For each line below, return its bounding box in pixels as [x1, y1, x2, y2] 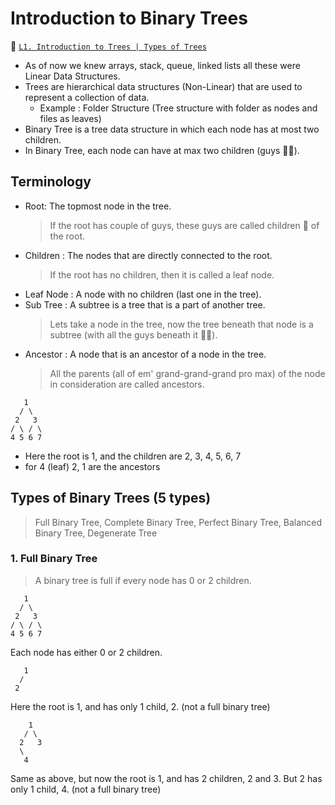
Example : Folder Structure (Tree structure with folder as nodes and [39, 102, 318, 114]
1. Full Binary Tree [10, 552, 98, 566]
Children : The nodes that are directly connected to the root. [24, 249, 273, 261]
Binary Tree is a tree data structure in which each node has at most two [24, 123, 320, 135]
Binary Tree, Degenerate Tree [34, 527, 158, 539]
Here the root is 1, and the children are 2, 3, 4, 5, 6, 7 [24, 450, 242, 462]
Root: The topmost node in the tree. [24, 200, 172, 212]
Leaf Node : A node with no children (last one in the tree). [24, 288, 262, 300]
